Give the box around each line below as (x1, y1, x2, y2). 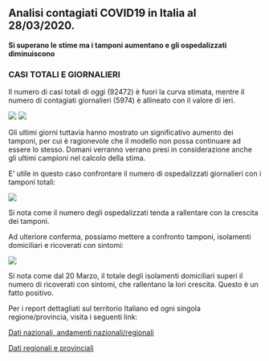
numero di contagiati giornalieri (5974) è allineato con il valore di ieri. (8, 95, 235, 105)
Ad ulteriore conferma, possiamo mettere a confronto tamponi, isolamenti (8, 232, 251, 241)
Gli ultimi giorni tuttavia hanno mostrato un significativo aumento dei (8, 128, 234, 137)
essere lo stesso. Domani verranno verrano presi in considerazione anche (8, 144, 253, 155)
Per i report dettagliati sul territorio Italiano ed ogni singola (8, 304, 201, 314)
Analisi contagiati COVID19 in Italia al (8, 6, 197, 20)
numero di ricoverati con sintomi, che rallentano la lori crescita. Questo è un (8, 280, 259, 290)
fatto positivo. (8, 288, 54, 298)
